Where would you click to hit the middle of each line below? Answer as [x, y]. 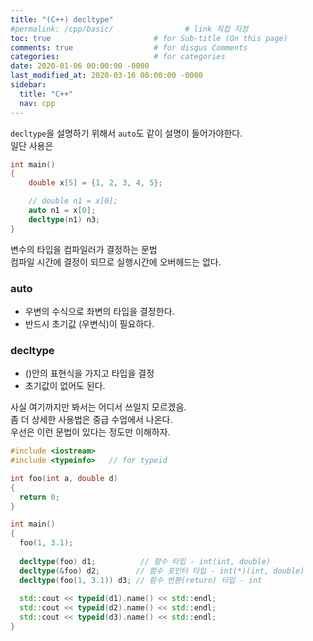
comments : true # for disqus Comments [129, 47]
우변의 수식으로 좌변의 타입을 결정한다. [99, 311]
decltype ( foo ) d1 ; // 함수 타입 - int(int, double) [145, 561]
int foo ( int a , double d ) [64, 478]
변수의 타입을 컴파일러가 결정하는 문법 [84, 249]
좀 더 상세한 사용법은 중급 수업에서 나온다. [91, 420]
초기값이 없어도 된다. [65, 386]
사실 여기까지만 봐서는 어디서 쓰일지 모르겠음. [98, 407]
